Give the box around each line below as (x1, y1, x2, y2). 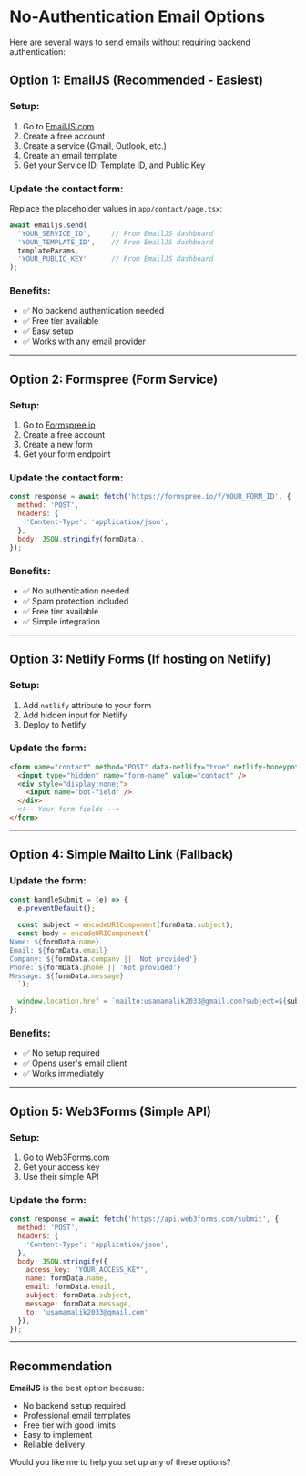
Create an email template (22, 150, 117, 160)
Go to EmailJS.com (22, 120, 95, 131)
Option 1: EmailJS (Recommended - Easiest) (9, 73, 264, 88)
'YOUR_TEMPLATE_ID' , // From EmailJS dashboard (17, 237, 214, 247)
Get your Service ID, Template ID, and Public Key (22, 160, 206, 170)
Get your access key (22, 1161, 100, 1172)
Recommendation (9, 1358, 112, 1374)
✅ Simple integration (22, 615, 100, 626)
